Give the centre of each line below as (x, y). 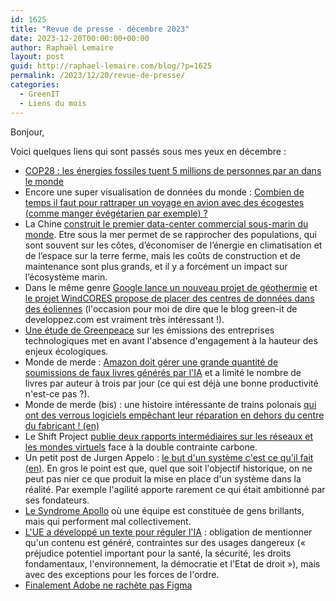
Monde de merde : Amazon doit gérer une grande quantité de (151, 362)
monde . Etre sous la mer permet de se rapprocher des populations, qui (170, 234)
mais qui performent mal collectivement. (108, 521)
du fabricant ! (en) (62, 425)
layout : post (37, 57)
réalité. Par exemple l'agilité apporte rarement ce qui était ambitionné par (175, 489)
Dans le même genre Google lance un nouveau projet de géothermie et (171, 287)
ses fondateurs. (57, 500)
